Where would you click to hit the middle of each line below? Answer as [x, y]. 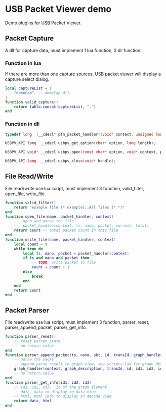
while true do [28, 249]
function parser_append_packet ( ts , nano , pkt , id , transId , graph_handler [84, 355]
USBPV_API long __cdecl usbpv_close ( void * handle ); [61, 161]
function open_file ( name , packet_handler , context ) [59, 216]
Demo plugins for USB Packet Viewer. [43, 23]
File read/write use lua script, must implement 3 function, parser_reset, [77, 322]
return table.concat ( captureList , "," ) [55, 107]
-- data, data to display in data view [55, 392]
